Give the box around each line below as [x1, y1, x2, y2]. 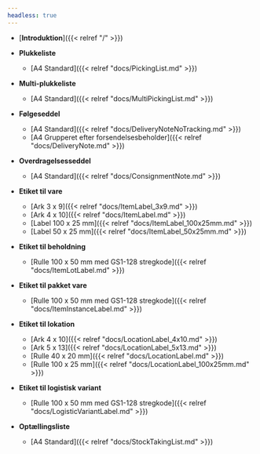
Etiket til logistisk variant [18, 383, 101, 392]
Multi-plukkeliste [18, 78, 76, 88]
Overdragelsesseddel [18, 156, 91, 165]
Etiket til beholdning [18, 242, 86, 251]
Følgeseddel [18, 109, 60, 118]
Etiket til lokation [18, 319, 75, 329]
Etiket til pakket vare [18, 280, 87, 290]
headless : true [7, 11, 57, 20]
